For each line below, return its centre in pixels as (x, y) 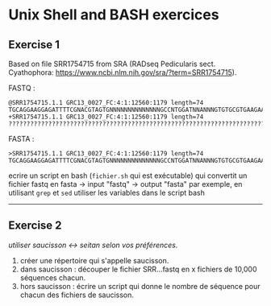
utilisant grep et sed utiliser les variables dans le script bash (107, 192)
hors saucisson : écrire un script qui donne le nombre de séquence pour (140, 286)
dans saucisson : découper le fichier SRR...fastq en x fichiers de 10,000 (138, 269)
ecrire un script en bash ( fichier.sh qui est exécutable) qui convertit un (128, 176)
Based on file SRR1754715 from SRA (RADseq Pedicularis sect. (112, 64)
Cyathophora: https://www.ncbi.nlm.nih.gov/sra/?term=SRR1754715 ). (123, 72)
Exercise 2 (35, 226)
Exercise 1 (34, 45)
